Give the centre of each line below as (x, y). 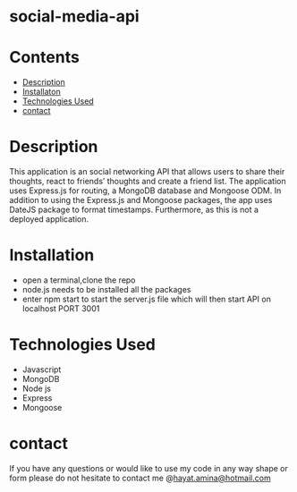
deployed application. (49, 219)
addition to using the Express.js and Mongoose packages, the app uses (141, 200)
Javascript (42, 369)
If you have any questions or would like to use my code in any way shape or (149, 468)
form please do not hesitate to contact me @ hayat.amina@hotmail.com (140, 478)
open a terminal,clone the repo (79, 280)
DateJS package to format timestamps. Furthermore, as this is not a (134, 210)
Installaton (41, 92)
